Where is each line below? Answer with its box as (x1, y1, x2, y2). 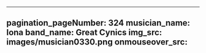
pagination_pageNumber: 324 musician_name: (6, 18, 191, 28)
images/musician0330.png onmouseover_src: (6, 37, 188, 48)
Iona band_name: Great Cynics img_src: (6, 27, 162, 38)
